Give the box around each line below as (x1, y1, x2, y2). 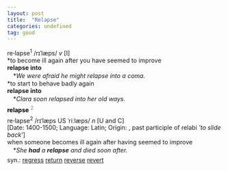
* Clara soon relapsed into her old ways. (12, 94, 126, 103)
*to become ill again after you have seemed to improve (7, 56, 162, 64)
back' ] (7, 131, 26, 139)
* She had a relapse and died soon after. (12, 146, 128, 155)
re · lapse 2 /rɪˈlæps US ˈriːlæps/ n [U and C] (7, 115, 125, 124)
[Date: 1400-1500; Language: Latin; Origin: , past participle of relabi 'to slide (7, 124, 221, 132)
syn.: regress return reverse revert (7, 156, 104, 164)
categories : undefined (7, 23, 72, 29)
